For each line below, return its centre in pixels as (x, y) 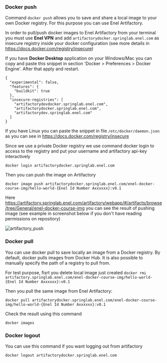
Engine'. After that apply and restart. (42, 69)
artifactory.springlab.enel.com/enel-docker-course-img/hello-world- (79, 277)
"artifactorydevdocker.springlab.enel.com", (61, 104)
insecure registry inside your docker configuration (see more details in (77, 43)
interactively (18, 157)
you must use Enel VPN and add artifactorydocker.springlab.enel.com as (82, 38)
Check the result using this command (44, 314)
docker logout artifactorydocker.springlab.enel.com (61, 355)
